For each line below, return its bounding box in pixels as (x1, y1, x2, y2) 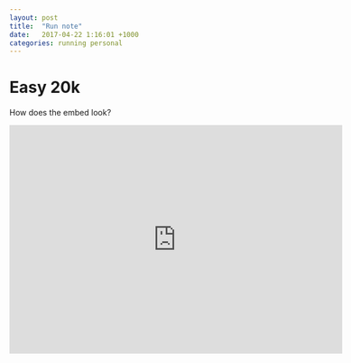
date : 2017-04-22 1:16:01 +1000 (9, 30, 140, 39)
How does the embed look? (9, 107, 112, 118)
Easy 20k (9, 78, 81, 98)
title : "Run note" (9, 22, 83, 31)
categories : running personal (9, 38, 124, 48)
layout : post (9, 13, 59, 23)
